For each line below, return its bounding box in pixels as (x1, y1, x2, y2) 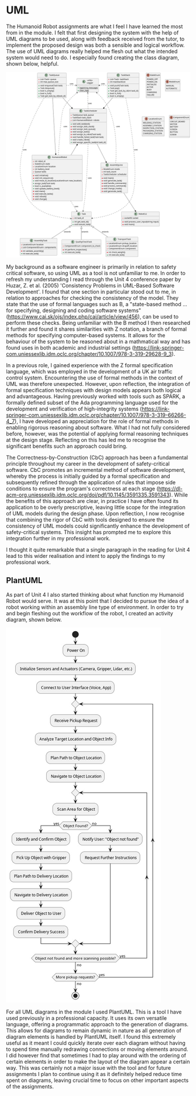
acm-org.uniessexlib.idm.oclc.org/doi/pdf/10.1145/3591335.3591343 (6, 491, 170, 498)
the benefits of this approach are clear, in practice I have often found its (6, 497, 179, 504)
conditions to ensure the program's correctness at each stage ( (6, 485, 159, 492)
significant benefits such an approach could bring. (6, 443, 128, 450)
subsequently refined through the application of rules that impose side (6, 478, 176, 486)
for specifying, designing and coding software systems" (6, 307, 142, 314)
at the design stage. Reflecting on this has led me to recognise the (6, 436, 166, 443)
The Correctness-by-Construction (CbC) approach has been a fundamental (6, 454, 188, 461)
